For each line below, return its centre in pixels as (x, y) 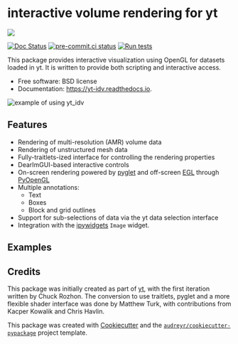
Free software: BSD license (57, 81)
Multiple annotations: (48, 187)
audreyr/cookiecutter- (197, 326)
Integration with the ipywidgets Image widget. (83, 225)
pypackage (22, 333)
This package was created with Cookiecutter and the (85, 325)
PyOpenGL (33, 180)
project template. (63, 333)
